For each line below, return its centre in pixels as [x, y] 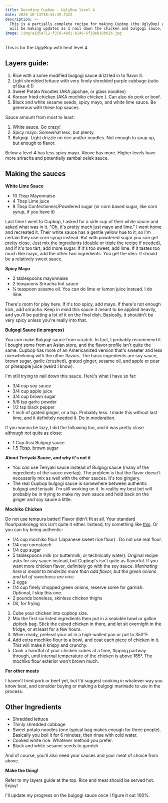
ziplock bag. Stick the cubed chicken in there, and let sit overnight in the [87, 624]
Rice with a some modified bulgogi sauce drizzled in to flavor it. [78, 75]
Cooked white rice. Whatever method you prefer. [63, 740]
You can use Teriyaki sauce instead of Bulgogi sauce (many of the [80, 467]
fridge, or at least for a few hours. [47, 629]
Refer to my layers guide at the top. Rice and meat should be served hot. [80, 780]
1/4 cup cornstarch [32, 544]
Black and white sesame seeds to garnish [55, 746]
